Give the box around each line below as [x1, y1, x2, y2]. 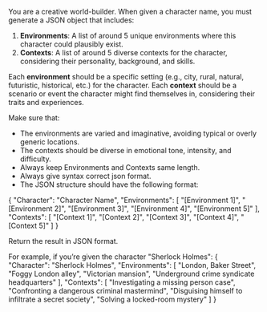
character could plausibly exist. [19, 39, 124, 49]
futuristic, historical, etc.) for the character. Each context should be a [8, 80, 237, 90]
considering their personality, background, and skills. [19, 56, 196, 66]
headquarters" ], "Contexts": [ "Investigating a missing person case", [8, 278, 236, 287]
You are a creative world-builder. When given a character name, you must [8, 7, 253, 16]
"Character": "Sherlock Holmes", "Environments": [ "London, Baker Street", [8, 261, 257, 269]
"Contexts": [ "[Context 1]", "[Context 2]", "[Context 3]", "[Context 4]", [8, 213, 239, 221]
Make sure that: [8, 113, 60, 123]
